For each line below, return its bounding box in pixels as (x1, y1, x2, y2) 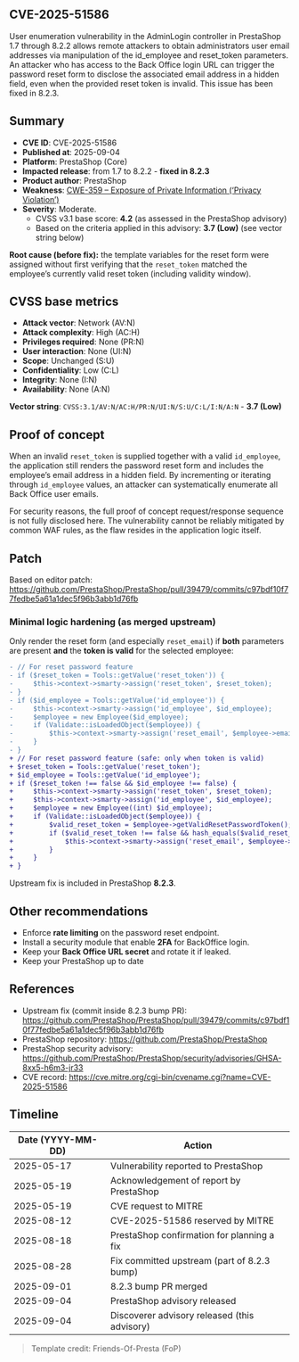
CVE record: (21, 1071, 68, 1082)
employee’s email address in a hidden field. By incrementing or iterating (9, 470, 271, 481)
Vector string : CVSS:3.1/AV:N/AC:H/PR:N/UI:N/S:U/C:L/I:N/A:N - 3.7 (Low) (9, 401, 282, 412)
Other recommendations (9, 904, 149, 919)
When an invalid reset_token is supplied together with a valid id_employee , (9, 450, 281, 462)
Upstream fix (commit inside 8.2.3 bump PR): (21, 1005, 188, 1016)
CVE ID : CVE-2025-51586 (21, 137, 117, 148)
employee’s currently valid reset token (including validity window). (9, 268, 252, 279)
